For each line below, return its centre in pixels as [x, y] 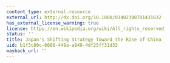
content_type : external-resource [49, 12]
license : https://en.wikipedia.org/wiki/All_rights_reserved [85, 28]
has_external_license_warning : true [53, 23]
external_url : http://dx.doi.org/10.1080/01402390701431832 [84, 17]
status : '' [20, 34]
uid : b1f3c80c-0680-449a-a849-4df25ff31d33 [62, 46]
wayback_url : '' [27, 51]
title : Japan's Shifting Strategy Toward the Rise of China [84, 40]
